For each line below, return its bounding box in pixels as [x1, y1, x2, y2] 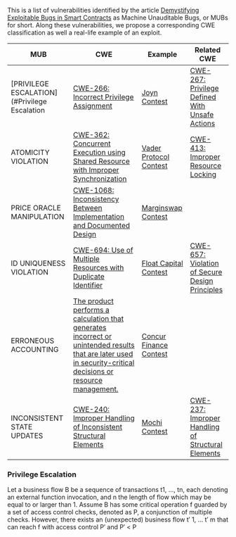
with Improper [72, 165, 119, 175]
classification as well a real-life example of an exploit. [7, 28, 162, 37]
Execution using [72, 148, 126, 157]
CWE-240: [72, 405, 110, 414]
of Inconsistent [72, 422, 123, 431]
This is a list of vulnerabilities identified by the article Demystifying [7, 6, 199, 14]
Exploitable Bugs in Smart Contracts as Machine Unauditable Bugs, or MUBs [7, 13, 228, 22]
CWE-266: [72, 84, 110, 93]
